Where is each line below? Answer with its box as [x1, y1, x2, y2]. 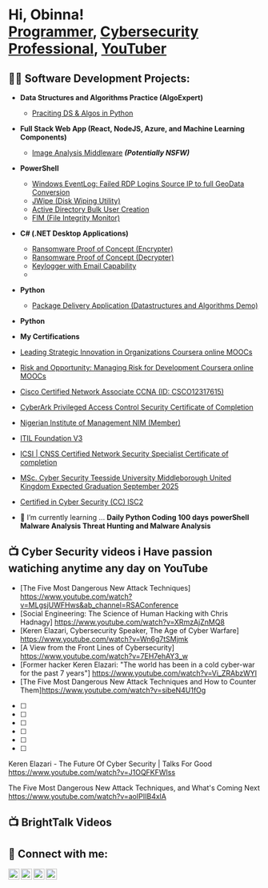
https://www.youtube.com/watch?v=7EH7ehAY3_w [19, 651, 189, 660]
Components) [19, 132, 67, 142]
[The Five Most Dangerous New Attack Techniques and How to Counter [19, 676, 257, 686]
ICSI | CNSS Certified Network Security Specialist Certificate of [19, 449, 230, 458]
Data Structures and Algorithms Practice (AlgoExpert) [19, 93, 204, 102]
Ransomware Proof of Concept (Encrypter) [31, 244, 174, 253]
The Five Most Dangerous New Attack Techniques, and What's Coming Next [8, 783, 260, 793]
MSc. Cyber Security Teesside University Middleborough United [19, 473, 232, 482]
